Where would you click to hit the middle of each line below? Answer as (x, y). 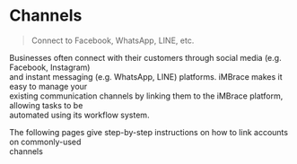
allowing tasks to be (46, 105)
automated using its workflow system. (79, 115)
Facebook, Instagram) (50, 67)
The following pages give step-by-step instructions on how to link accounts (149, 132)
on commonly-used (45, 142)
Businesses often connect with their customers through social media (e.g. (145, 57)
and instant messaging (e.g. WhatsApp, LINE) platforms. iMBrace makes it (146, 76)
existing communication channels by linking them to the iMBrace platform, (146, 96)
